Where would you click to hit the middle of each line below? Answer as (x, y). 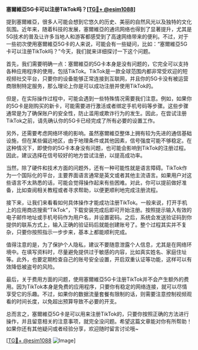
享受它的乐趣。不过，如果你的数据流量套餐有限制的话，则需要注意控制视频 (96, 294)
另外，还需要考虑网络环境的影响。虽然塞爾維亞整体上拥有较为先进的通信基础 (99, 133)
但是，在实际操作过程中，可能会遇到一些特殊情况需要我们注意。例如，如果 (96, 99)
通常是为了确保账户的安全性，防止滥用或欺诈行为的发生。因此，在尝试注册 (96, 113)
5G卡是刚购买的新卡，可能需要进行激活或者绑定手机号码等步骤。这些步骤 (100, 106)
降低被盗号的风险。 (34, 267)
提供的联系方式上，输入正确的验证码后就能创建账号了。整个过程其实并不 (94, 225)
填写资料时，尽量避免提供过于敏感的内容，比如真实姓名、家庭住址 (106, 252)
